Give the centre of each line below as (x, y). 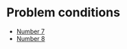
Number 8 (31, 38)
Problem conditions (63, 13)
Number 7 (31, 31)
